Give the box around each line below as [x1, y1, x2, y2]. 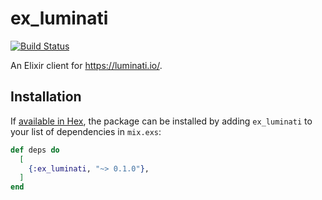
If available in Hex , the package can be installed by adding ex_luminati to [10, 115, 313, 127]
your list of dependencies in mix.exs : [10, 125, 162, 137]
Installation [10, 88, 82, 106]
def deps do [10, 145, 60, 155]
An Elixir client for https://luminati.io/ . [10, 59, 163, 71]
